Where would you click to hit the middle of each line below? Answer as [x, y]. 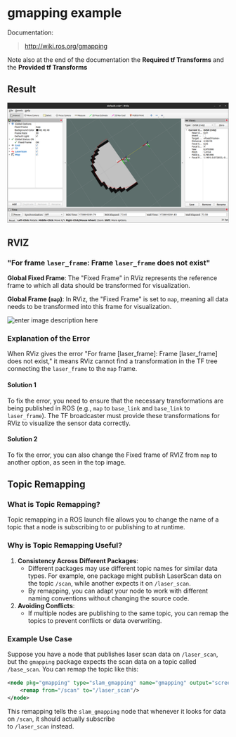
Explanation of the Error [48, 339]
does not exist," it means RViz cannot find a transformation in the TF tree [112, 361]
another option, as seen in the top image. [67, 462]
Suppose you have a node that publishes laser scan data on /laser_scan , [113, 654]
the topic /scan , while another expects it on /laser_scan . [109, 583]
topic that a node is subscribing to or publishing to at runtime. [96, 527]
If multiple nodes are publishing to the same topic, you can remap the [128, 613]
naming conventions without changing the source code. [109, 598]
